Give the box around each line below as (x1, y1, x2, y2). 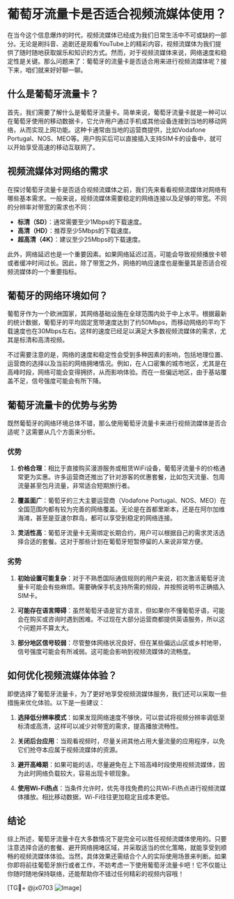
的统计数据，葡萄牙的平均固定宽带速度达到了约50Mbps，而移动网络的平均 (7, 319, 221, 327)
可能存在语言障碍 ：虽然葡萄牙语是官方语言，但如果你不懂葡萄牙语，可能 (17, 606, 225, 615)
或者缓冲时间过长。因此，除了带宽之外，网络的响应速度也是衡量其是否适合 (7, 258, 221, 267)
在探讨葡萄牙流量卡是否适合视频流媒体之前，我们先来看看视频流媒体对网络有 (7, 185, 227, 193)
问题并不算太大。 (23, 623, 73, 632)
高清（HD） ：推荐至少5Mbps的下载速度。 (17, 226, 135, 235)
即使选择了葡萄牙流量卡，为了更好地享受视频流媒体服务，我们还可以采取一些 (7, 689, 227, 698)
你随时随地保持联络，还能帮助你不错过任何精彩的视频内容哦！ (7, 870, 185, 878)
